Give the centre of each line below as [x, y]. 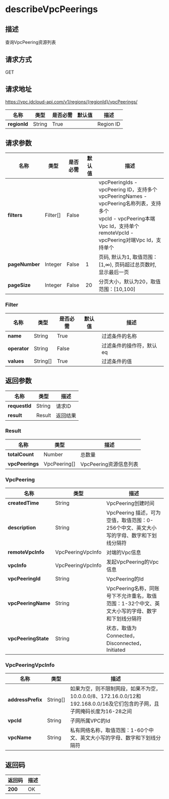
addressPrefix [25, 700]
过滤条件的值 [117, 361]
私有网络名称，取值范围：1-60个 [110, 730]
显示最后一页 [114, 272]
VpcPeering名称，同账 [133, 589]
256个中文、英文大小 [132, 528]
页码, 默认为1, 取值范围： [128, 257]
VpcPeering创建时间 [130, 503]
